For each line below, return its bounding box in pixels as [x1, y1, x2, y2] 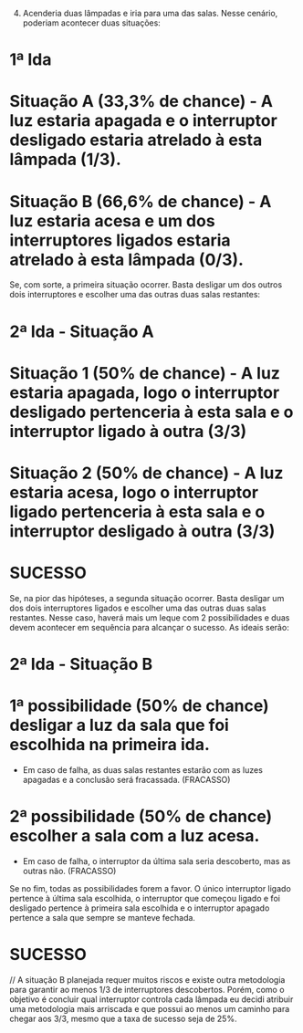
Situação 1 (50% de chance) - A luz [9, 362, 281, 383]
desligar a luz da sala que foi [9, 715, 230, 736]
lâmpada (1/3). [9, 150, 121, 170]
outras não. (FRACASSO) [22, 865, 117, 876]
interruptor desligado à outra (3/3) [9, 520, 276, 541]
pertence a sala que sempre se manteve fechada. [9, 912, 196, 923]
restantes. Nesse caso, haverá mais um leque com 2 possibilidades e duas [9, 611, 290, 623]
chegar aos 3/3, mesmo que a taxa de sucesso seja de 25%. [9, 1013, 237, 1024]
